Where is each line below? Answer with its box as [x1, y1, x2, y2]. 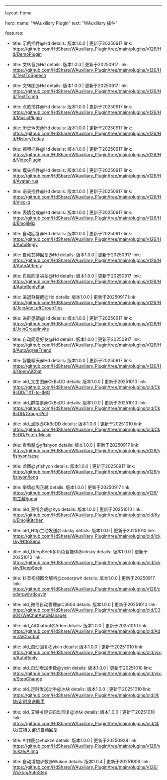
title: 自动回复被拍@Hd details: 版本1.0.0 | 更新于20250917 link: [12, 273, 141, 279]
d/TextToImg [12, 94, 39, 99]
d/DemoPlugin [12, 51, 42, 57]
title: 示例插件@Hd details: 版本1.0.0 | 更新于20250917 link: [12, 40, 133, 46]
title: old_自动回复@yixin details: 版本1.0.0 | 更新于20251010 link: [12, 644, 144, 650]
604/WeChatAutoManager [12, 612, 67, 618]
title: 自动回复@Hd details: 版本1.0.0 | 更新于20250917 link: [12, 231, 133, 236]
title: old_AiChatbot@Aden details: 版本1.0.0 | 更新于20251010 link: [12, 623, 148, 628]
